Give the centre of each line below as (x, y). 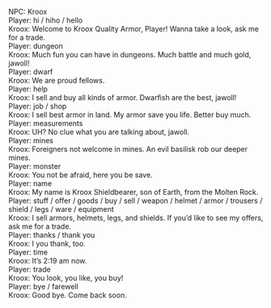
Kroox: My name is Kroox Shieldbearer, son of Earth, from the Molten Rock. (133, 192)
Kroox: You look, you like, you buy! (66, 278)
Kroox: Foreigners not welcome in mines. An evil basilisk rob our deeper (128, 149)
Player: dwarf (31, 72)
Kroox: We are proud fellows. (57, 80)
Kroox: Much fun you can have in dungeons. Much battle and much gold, (130, 55)
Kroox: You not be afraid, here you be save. (80, 175)
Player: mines (31, 140)
